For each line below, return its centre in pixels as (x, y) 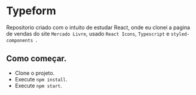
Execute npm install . (41, 79)
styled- (180, 34)
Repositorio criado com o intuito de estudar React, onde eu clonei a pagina (98, 27)
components (20, 40)
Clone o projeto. (35, 73)
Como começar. (36, 58)
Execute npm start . (39, 85)
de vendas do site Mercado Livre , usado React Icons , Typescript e (88, 33)
